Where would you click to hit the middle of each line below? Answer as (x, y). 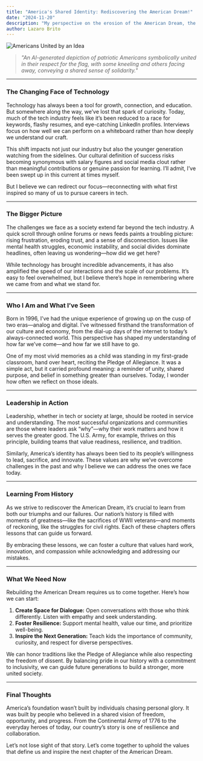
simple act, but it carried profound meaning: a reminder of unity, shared (95, 369)
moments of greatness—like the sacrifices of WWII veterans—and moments (101, 520)
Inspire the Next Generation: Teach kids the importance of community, (104, 636)
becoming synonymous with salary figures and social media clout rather (96, 162)
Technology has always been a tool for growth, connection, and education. (99, 105)
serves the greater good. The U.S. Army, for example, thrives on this (91, 436)
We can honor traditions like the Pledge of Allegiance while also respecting (99, 655)
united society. (25, 674)
